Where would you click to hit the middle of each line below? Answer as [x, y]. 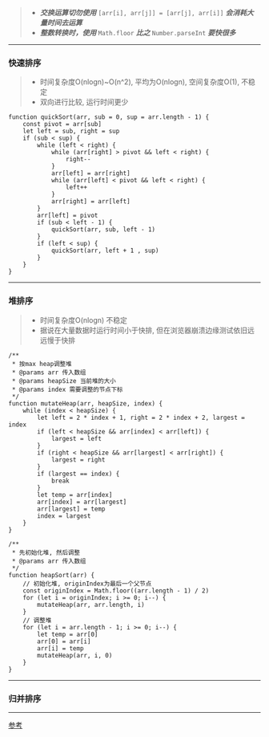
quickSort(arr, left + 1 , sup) [105, 251]
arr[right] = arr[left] [90, 202]
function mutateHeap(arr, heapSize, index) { [85, 403]
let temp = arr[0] [68, 634]
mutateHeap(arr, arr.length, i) [91, 605]
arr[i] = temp [60, 648]
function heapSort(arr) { [51, 575]
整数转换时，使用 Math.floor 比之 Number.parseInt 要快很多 [138, 33]
